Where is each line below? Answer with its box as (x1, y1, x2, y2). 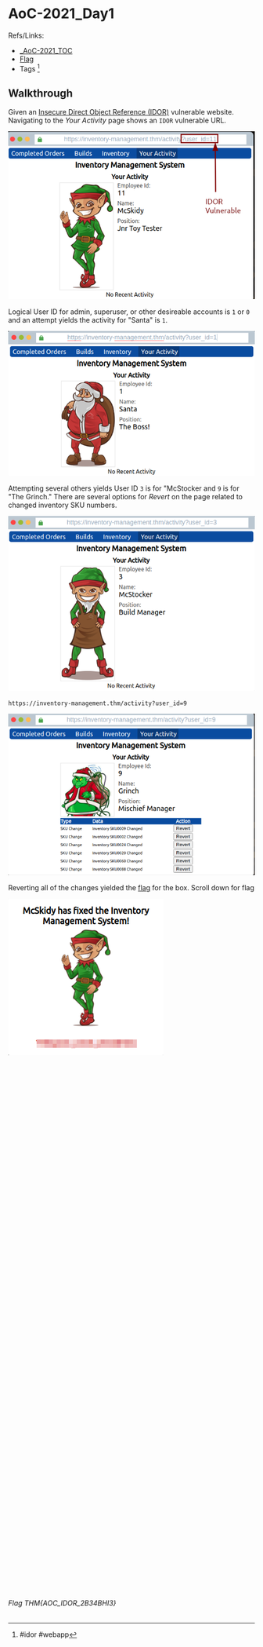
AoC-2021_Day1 (8, 5, 115, 23)
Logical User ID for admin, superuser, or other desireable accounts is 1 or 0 (8, 307, 250, 316)
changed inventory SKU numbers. (8, 500, 117, 510)
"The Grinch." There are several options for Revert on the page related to (8, 492, 243, 502)
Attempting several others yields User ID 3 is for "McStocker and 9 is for (8, 484, 240, 493)
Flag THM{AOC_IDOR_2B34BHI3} (8, 1598, 117, 1608)
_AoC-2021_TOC (19, 46, 73, 55)
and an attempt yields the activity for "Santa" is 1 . (8, 316, 168, 325)
